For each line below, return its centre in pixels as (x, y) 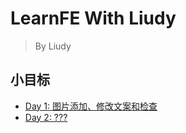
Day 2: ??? (46, 117)
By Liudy (53, 46)
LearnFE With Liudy (93, 18)
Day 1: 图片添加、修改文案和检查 (91, 106)
